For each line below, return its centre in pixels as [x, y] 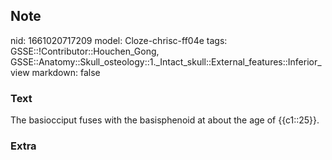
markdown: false [66, 72]
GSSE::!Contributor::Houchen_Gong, [85, 51]
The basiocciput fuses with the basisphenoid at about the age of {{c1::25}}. [165, 120]
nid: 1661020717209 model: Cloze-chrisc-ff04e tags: [119, 40]
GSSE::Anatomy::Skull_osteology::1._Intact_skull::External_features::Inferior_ [166, 61]
